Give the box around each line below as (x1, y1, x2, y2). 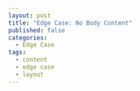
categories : (8, 33, 47, 42)
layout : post (8, 11, 51, 20)
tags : (8, 48, 26, 56)
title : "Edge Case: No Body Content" (8, 19, 133, 27)
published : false (8, 26, 66, 34)
